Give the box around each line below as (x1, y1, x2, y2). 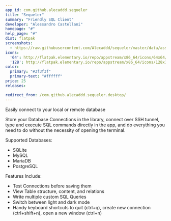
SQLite (12, 147, 27, 153)
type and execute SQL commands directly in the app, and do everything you (5, 122, 165, 128)
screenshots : (5, 41, 33, 46)
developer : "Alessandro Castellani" (5, 21, 83, 27)
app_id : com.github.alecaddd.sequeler (5, 7, 88, 13)
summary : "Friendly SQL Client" (5, 17, 74, 22)
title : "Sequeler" (5, 12, 44, 17)
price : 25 (5, 78, 26, 84)
